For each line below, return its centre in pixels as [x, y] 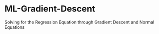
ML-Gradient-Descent [50, 9]
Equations [15, 27]
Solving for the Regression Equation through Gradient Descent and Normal [79, 22]
